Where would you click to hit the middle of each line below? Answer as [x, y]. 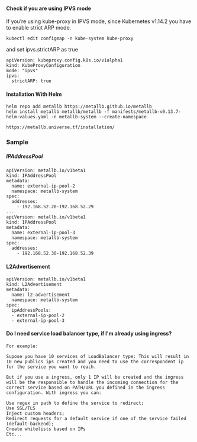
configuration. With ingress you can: [54, 393]
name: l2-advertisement [41, 295]
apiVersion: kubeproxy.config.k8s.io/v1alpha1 [64, 60]
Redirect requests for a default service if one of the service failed [96, 418]
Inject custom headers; [35, 413]
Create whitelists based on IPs [46, 429]
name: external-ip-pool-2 [43, 186]
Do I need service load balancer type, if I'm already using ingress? [89, 334]
